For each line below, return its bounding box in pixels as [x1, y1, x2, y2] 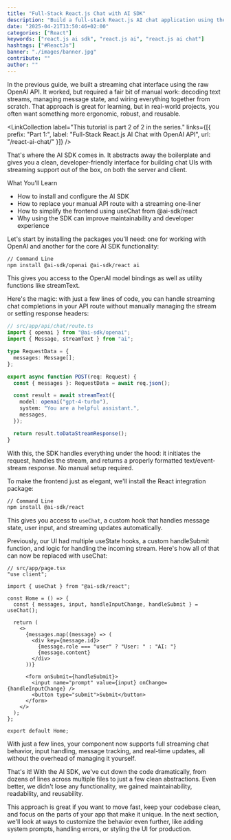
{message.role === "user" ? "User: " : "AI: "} [37, 643, 177, 651]
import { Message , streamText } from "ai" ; [7, 335, 134, 343]
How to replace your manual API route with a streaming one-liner [16, 199, 201, 207]
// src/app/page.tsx [7, 565, 67, 572]
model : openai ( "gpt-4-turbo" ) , [19, 399, 109, 406]
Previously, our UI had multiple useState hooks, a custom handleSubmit [7, 537, 210, 545]
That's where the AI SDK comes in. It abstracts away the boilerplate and [7, 151, 211, 159]
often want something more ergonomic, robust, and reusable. [7, 109, 181, 118]
